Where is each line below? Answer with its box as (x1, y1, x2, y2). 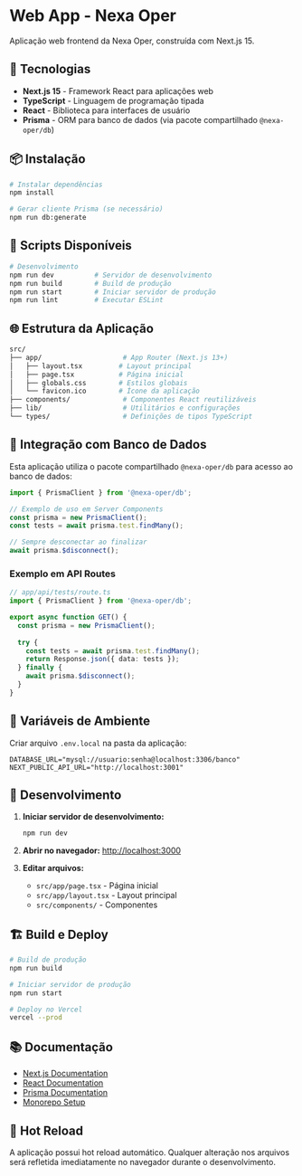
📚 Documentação (9, 1039, 113, 1055)
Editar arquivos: (22, 863, 84, 874)
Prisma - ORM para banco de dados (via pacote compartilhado (22, 114, 258, 125)
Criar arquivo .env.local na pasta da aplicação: (9, 737, 187, 748)
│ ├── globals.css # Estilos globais (9, 378, 188, 387)
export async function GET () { (9, 612, 127, 622)
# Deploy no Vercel (9, 1005, 83, 1014)
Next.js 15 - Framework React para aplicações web (22, 85, 214, 96)
